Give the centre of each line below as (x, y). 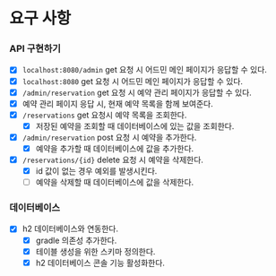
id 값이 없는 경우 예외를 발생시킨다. (96, 171)
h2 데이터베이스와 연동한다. (70, 229)
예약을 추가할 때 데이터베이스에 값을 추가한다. (115, 148)
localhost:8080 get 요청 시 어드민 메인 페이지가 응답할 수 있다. (133, 81)
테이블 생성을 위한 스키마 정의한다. (95, 251)
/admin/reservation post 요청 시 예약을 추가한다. (109, 137)
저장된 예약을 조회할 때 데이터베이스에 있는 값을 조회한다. (135, 125)
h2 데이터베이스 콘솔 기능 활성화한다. (100, 263)
